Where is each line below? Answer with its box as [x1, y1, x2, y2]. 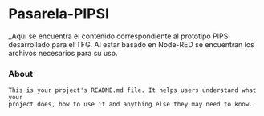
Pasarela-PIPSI [8, 5, 110, 23]
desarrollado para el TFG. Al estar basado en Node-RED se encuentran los [8, 39, 254, 49]
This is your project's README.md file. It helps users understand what [8, 86, 257, 94]
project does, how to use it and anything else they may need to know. [8, 101, 253, 109]
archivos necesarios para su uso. [8, 48, 118, 58]
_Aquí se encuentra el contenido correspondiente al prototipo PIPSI [8, 31, 230, 41]
